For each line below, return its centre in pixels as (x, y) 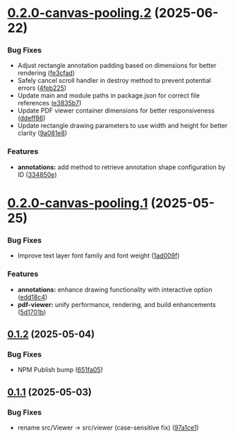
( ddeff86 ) (31, 118)
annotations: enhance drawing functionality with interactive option (115, 289)
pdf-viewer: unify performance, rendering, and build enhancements (117, 304)
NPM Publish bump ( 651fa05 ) (60, 370)
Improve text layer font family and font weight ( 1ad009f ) (98, 255)
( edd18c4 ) (32, 297)
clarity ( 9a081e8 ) (42, 133)
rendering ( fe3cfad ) (46, 73)
